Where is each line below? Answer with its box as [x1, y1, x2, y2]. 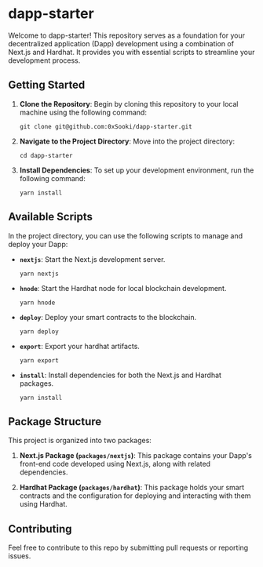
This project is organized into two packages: [8, 436, 152, 445]
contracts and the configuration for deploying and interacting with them [19, 491, 251, 500]
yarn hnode [19, 299, 56, 307]
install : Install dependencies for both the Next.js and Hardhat [19, 370, 222, 380]
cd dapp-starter [19, 151, 73, 159]
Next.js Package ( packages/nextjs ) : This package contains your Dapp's [19, 451, 253, 460]
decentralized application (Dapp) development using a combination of [8, 38, 234, 48]
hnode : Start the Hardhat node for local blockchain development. [19, 283, 227, 293]
